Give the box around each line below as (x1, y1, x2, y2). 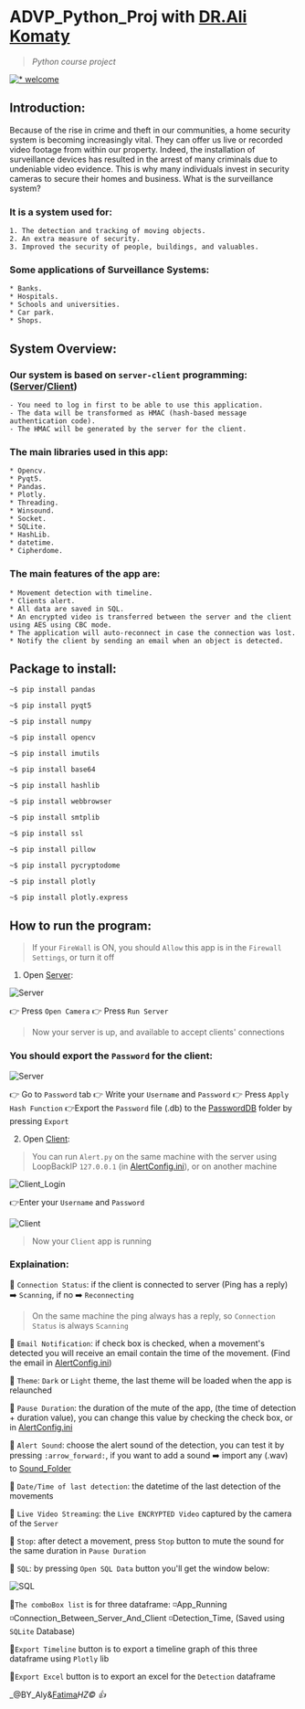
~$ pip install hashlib (9, 781, 100, 791)
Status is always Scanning (31, 1320, 130, 1331)
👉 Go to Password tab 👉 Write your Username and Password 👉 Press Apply (9, 1088, 289, 1099)
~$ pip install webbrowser (9, 797, 112, 806)
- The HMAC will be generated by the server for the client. (9, 425, 247, 434)
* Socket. (9, 515, 47, 524)
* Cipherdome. (9, 547, 64, 556)
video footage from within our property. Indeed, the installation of (9, 143, 256, 154)
